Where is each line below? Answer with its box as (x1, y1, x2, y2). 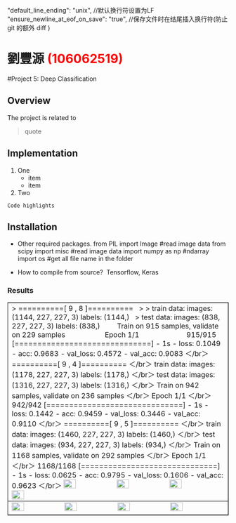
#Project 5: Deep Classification (7, 74, 97, 83)
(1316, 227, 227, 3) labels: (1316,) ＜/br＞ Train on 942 (11, 380, 199, 390)
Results (7, 286, 34, 296)
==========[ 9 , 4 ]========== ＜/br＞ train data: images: (11, 359, 216, 369)
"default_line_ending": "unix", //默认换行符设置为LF (7, 6, 155, 14)
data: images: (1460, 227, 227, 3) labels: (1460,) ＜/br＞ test (11, 429, 216, 439)
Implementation (7, 147, 79, 159)
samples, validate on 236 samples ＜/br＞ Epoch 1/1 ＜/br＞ (11, 390, 212, 400)
